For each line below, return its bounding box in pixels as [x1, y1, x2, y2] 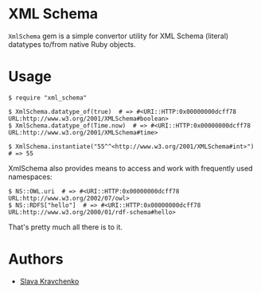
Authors [8, 250, 64, 268]
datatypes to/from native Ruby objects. [8, 39, 136, 49]
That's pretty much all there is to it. [8, 222, 123, 232]
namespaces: [8, 172, 53, 182]
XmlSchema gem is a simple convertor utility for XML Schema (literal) [8, 31, 229, 41]
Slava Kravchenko [19, 276, 80, 286]
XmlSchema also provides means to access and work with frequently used [8, 163, 253, 173]
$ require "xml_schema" [8, 93, 88, 102]
